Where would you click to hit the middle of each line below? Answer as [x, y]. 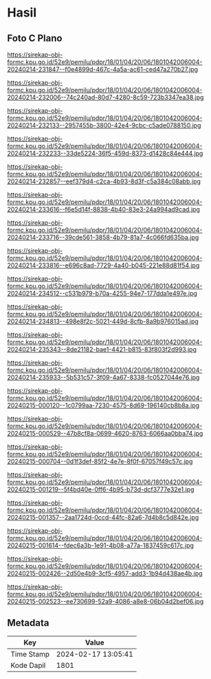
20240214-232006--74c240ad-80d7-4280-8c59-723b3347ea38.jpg [105, 97]
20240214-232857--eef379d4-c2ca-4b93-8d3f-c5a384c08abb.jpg [104, 181]
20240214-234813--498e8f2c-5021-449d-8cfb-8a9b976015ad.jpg [103, 321]
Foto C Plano [35, 38]
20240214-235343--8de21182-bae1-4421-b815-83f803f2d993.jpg [102, 349]
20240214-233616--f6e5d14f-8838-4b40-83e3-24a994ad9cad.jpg [104, 209]
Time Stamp [30, 654]
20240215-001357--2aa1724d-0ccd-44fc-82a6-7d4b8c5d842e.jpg [103, 517]
